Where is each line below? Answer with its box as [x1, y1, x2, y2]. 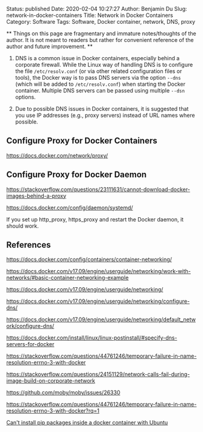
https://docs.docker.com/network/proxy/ [6, 152, 108, 159]
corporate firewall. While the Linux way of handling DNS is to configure [15, 61, 193, 68]
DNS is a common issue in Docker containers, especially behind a [15, 55, 180, 61]
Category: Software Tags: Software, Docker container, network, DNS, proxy [6, 18, 196, 25]
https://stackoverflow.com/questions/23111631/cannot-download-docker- [6, 186, 190, 193]
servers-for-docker [6, 341, 55, 348]
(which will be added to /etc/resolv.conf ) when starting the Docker [15, 80, 186, 88]
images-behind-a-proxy [6, 192, 67, 200]
